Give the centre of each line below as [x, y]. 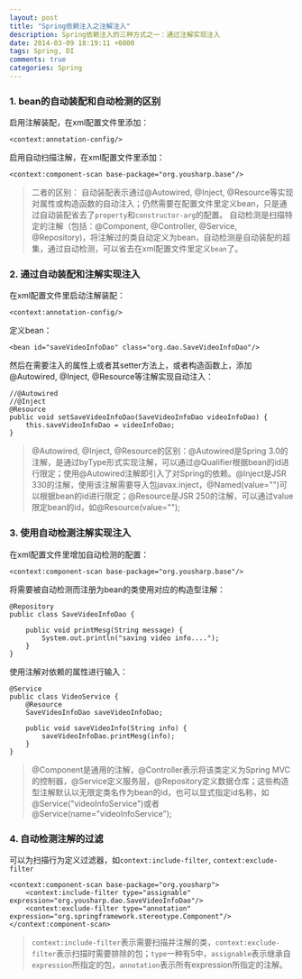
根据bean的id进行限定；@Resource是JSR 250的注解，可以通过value [166, 496]
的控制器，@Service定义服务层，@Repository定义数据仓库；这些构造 [160, 781]
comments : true [38, 59]
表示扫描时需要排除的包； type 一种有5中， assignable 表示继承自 [173, 954]
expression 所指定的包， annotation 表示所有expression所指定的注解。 [160, 965]
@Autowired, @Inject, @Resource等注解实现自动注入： [112, 377]
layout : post [34, 18]
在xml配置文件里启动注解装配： [68, 296]
